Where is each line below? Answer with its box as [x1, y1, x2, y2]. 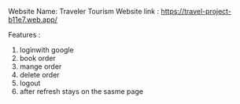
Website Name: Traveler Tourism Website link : [8, 7, 160, 16]
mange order [19, 62, 62, 71]
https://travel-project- [161, 7, 232, 16]
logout [19, 78, 41, 88]
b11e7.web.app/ [8, 15, 57, 24]
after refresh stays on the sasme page [19, 87, 144, 96]
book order [19, 54, 57, 63]
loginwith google [19, 45, 74, 54]
